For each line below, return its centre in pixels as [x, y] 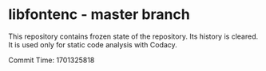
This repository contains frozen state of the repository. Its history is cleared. [133, 36]
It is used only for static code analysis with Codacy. [93, 44]
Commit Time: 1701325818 [52, 60]
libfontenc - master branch [99, 15]
